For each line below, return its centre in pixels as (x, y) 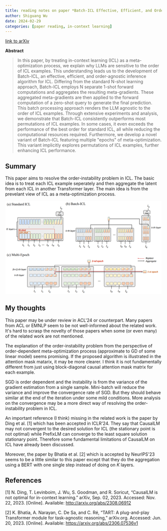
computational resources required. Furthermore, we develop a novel (87, 135)
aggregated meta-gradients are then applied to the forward (78, 98)
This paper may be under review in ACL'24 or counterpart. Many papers (79, 320)
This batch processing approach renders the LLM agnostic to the (84, 108)
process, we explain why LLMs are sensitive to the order (102, 66)
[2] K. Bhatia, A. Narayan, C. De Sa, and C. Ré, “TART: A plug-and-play (77, 513)
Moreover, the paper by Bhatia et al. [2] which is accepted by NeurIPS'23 (80, 454)
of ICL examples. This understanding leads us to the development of (87, 71)
